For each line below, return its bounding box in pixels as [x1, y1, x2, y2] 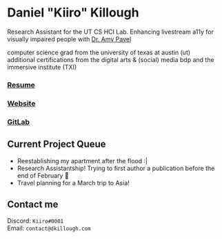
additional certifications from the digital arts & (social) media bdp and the [7, 55, 215, 63]
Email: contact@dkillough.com [7, 224, 91, 232]
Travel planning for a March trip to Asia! [17, 178, 130, 187]
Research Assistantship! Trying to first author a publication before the [17, 164, 215, 172]
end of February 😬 [17, 171, 69, 180]
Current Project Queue [7, 138, 106, 150]
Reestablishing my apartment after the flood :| [17, 156, 148, 165]
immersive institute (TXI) [7, 63, 77, 71]
